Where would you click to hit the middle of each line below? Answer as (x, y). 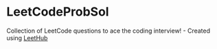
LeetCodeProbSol (58, 12)
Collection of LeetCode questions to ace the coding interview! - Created (108, 31)
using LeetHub (27, 37)
